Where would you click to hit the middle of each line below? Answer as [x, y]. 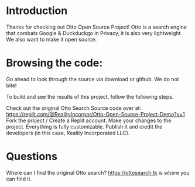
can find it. [19, 179]
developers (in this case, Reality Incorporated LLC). [68, 133]
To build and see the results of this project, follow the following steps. [90, 96]
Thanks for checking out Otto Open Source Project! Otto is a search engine [97, 27]
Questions [32, 157]
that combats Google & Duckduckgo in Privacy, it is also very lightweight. [94, 33]
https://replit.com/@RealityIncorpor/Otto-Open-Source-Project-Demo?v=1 [96, 114]
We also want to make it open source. [52, 39]
